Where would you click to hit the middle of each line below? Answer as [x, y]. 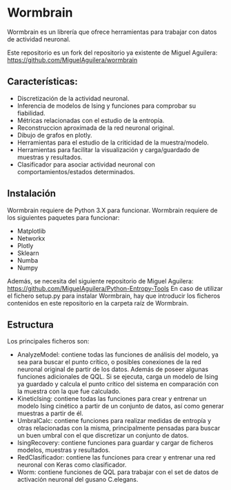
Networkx [31, 238]
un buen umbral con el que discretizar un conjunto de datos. [103, 435]
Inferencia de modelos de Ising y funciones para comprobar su [107, 106]
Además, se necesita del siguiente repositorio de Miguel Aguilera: [100, 281]
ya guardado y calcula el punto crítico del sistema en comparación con [118, 384]
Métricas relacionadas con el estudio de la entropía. [91, 120]
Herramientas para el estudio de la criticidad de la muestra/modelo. [113, 142]
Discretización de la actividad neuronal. [73, 98]
